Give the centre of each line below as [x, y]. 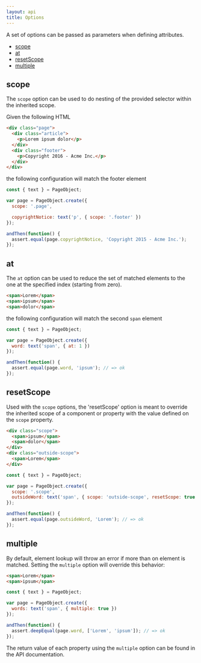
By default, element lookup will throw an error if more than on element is [96, 558]
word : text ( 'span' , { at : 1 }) [51, 346]
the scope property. [30, 419]
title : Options [25, 17]
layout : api [21, 12]
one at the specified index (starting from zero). [64, 284]
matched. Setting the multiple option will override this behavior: [86, 565]
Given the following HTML [39, 117]
